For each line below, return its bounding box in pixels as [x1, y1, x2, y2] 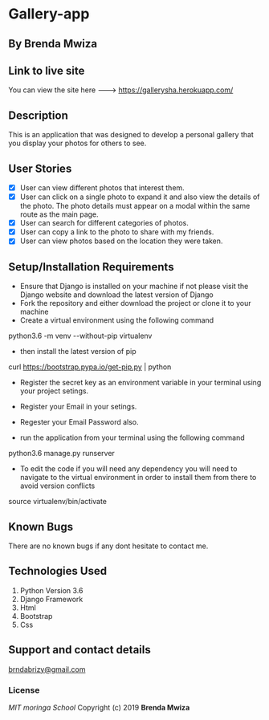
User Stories [8, 161, 72, 175]
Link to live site [8, 63, 85, 77]
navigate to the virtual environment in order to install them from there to [19, 473, 257, 482]
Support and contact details [8, 643, 151, 657]
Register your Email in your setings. [19, 402, 137, 412]
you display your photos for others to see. [8, 138, 147, 148]
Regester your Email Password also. [19, 417, 139, 427]
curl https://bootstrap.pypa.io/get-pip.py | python [8, 362, 172, 372]
